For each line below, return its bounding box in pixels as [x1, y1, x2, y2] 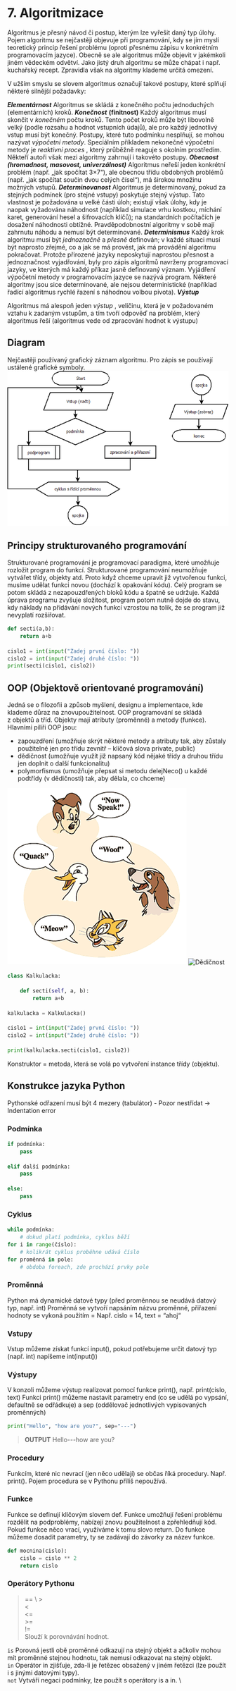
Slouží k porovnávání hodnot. [24, 1632, 110, 1640]
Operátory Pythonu [7, 1579, 75, 1589]
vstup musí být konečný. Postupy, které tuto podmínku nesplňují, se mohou [7, 130, 225, 139]
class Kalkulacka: [7, 973, 61, 980]
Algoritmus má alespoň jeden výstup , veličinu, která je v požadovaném [7, 301, 214, 309]
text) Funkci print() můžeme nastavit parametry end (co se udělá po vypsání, [7, 1394, 229, 1402]
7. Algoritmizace [7, 5, 104, 21]
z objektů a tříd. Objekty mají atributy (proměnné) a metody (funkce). [7, 715, 207, 724]
